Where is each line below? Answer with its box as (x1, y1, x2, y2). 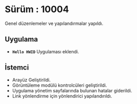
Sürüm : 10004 (5, 4, 70, 15)
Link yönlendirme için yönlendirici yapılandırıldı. (12, 93, 112, 99)
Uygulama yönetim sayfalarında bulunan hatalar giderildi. (12, 87, 132, 93)
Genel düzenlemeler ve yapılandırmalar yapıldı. (5, 20, 103, 26)
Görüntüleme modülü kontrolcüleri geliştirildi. (12, 82, 107, 88)
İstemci (5, 63, 29, 72)
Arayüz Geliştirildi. (12, 77, 51, 83)
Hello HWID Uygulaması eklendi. (12, 48, 79, 54)
